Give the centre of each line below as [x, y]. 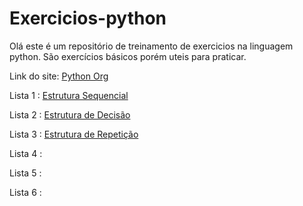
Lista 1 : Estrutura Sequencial [69, 95]
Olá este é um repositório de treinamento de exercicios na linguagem [151, 46]
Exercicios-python [88, 18]
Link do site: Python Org [59, 76]
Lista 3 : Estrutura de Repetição [74, 134]
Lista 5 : [25, 173]
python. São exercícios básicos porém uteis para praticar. [128, 56]
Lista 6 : [25, 192]
